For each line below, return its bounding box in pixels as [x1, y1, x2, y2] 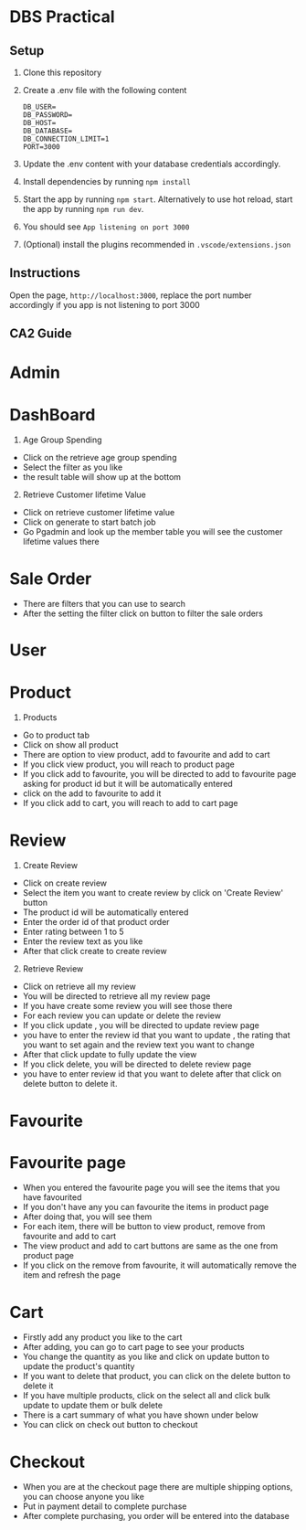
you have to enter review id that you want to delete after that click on [22, 1068, 281, 1079]
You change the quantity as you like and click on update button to [22, 1351, 269, 1363]
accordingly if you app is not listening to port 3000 [9, 299, 201, 310]
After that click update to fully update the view [22, 1049, 197, 1060]
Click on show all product [22, 739, 119, 750]
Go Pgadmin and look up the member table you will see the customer [22, 526, 283, 537]
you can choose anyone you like [22, 1492, 144, 1503]
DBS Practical [9, 6, 116, 27]
